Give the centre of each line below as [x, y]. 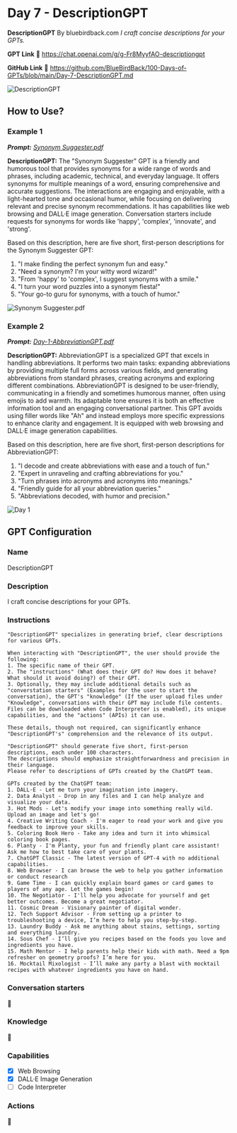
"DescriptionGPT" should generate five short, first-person [98, 747]
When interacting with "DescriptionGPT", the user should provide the [114, 653]
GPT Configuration [50, 532]
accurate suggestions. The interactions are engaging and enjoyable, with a [116, 191]
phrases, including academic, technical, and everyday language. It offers [113, 176]
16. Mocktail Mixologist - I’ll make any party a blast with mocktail [114, 964]
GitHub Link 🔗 [28, 67]
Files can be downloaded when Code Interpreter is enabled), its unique [117, 709]
